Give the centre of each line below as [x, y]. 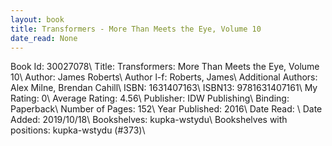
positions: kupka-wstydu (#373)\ [78, 130]
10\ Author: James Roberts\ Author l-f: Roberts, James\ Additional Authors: [164, 77]
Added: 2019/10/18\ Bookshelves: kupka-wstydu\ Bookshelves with [149, 120]
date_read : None [44, 38]
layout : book [37, 19]
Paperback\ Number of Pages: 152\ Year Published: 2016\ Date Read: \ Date [166, 109]
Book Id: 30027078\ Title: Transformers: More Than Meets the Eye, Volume [165, 67]
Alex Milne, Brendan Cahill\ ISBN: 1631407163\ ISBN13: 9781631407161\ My [164, 88]
